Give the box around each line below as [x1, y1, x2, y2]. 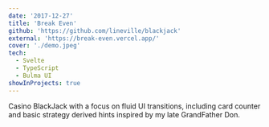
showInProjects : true [8, 79, 81, 87]
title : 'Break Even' [8, 19, 78, 27]
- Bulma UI [15, 72, 52, 80]
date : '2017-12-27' [8, 11, 74, 20]
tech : [8, 49, 26, 57]
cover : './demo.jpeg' [8, 42, 81, 50]
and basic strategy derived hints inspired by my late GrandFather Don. [8, 109, 241, 119]
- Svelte [15, 57, 45, 65]
